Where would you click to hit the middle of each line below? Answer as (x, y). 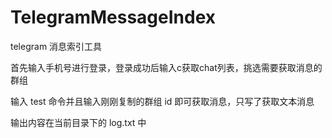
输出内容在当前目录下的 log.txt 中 (78, 122)
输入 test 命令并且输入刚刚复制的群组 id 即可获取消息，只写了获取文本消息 (162, 101)
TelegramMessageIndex (113, 17)
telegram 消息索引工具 (56, 46)
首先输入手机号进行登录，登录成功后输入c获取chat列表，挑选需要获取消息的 (166, 67)
